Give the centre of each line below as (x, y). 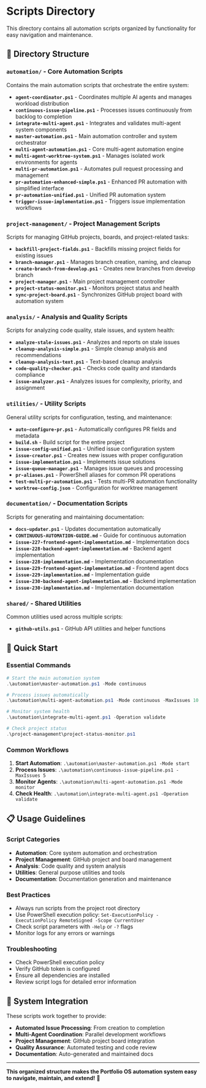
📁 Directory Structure (48, 54)
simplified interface (40, 188)
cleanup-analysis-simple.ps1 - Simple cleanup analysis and (91, 349)
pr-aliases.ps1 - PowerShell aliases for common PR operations (95, 474)
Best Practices (29, 895)
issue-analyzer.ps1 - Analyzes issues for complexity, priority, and (99, 381)
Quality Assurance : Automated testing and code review (86, 1047)
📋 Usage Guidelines (46, 819)
